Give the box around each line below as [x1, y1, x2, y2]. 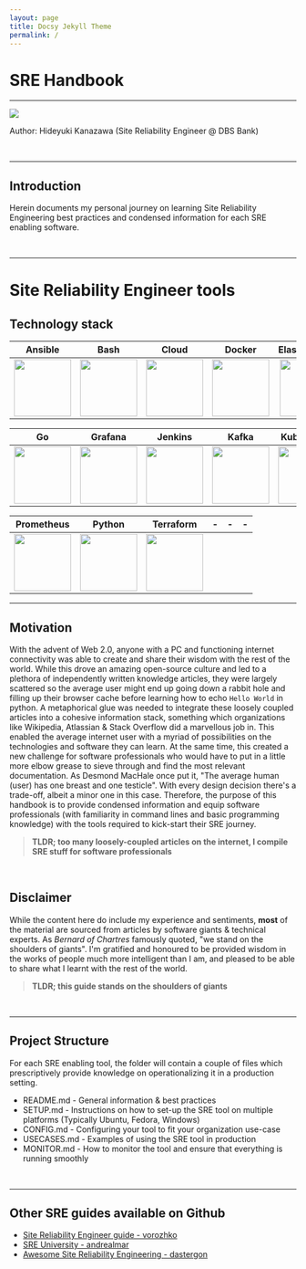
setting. [9, 1076, 38, 1087]
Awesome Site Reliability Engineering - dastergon [22, 1249, 208, 1260]
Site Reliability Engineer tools [9, 280, 236, 301]
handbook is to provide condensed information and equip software [9, 799, 260, 810]
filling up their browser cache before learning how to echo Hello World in [9, 692, 284, 703]
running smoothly [22, 1152, 89, 1164]
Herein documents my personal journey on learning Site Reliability [9, 203, 257, 214]
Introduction [9, 178, 82, 194]
